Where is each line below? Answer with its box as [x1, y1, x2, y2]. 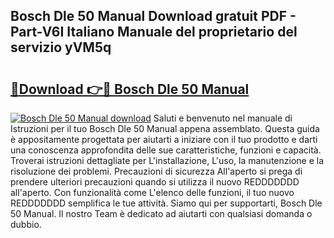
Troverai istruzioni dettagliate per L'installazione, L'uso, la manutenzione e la [10, 155, 325, 166]
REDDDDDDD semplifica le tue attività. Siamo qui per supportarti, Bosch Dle [10, 197, 323, 209]
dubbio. [10, 219, 42, 230]
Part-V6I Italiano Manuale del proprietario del [10, 24, 298, 41]
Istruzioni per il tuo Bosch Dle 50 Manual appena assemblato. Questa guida [10, 123, 320, 134]
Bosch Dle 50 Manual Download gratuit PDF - [10, 8, 297, 25]
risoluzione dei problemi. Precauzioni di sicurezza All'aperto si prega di [10, 165, 303, 177]
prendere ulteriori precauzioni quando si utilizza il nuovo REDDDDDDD [10, 176, 300, 188]
